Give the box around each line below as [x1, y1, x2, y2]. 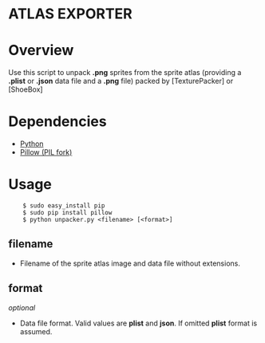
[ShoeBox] [8, 85, 43, 94]
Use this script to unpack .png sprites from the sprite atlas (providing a [8, 68, 242, 77]
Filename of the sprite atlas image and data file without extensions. [19, 258, 241, 268]
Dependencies [8, 112, 107, 131]
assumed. [19, 326, 53, 336]
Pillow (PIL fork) [19, 148, 73, 157]
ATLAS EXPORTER [8, 5, 133, 23]
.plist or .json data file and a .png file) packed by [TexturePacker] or [8, 77, 234, 86]
